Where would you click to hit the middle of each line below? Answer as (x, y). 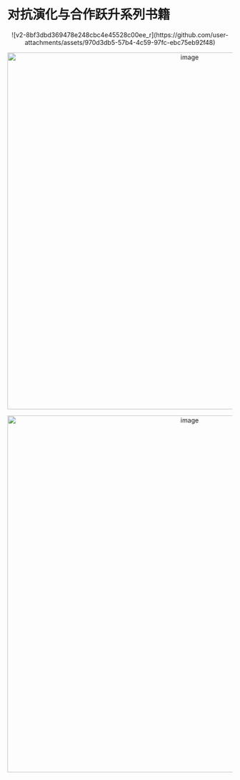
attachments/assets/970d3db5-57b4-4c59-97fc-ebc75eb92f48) (120, 42)
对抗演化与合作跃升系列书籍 (89, 15)
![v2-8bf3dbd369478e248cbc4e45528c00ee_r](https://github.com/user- (120, 35)
